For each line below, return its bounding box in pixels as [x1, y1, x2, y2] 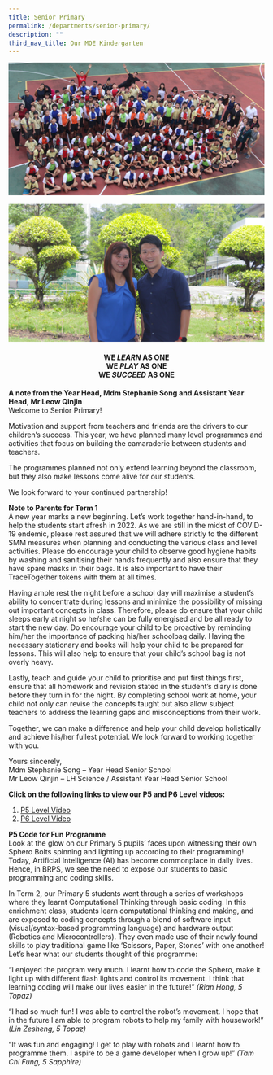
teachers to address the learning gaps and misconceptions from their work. [8, 708, 262, 717]
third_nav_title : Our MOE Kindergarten [8, 39, 144, 47]
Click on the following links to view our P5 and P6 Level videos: [8, 789, 226, 799]
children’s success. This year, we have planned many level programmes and [8, 430, 263, 439]
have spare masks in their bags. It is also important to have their [8, 564, 223, 573]
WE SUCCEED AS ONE [98, 370, 175, 380]
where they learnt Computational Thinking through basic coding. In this [8, 898, 246, 907]
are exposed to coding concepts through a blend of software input [8, 915, 232, 924]
